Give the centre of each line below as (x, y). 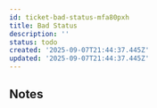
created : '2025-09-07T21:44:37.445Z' (79, 50)
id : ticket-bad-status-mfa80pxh (69, 17)
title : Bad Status (43, 26)
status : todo (33, 42)
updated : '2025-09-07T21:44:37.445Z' (79, 58)
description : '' (39, 34)
